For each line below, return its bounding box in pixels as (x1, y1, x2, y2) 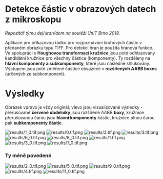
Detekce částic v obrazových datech (5, 3, 156, 15)
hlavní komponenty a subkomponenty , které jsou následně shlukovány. (5, 60, 150, 66)
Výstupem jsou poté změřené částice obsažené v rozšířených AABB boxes (5, 65, 157, 72)
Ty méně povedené (5, 152, 52, 159)
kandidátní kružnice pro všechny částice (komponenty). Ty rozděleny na (5, 55, 150, 61)
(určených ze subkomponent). (5, 71, 66, 77)
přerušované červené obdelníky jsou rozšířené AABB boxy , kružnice (5, 109, 144, 115)
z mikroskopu (5, 14, 61, 25)
